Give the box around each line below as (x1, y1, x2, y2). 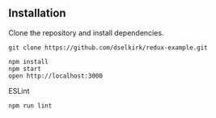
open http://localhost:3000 (8, 72, 104, 80)
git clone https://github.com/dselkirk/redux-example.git (8, 44, 208, 52)
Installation (8, 6, 66, 20)
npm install (8, 57, 49, 65)
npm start (8, 65, 42, 73)
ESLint (8, 86, 30, 95)
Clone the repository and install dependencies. (8, 27, 164, 37)
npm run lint (8, 101, 53, 110)
